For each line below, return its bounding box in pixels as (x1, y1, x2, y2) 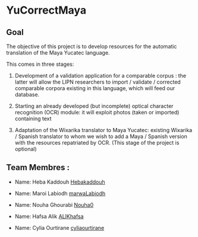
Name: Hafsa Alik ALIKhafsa (14, 213, 84, 220)
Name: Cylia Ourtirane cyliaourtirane (14, 224, 105, 231)
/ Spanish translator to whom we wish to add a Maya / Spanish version (14, 133, 187, 140)
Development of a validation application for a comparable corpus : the (14, 72, 186, 79)
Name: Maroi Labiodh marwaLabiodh (14, 190, 106, 197)
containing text (14, 115, 52, 122)
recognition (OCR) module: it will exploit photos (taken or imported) (14, 109, 180, 116)
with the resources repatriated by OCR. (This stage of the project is (14, 139, 180, 146)
